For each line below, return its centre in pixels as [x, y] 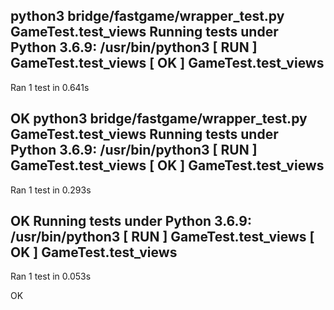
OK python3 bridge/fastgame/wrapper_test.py [159, 119]
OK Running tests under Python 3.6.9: [131, 221]
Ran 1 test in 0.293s [51, 190]
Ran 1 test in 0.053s [51, 276]
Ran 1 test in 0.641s [50, 87]
